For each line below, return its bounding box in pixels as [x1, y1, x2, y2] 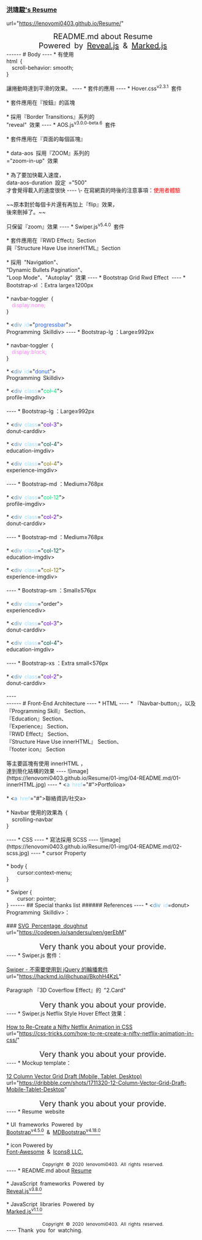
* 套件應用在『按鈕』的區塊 [6, 99, 75, 106]
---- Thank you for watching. [6, 1227, 83, 1234]
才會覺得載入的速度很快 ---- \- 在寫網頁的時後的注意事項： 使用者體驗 [6, 186, 181, 194]
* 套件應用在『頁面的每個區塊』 [6, 135, 86, 142]
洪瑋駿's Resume [6, 5, 57, 13]
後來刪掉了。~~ [6, 208, 46, 216]
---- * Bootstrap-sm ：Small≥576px [6, 587, 97, 594]
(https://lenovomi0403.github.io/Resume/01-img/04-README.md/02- [6, 843, 182, 850]
